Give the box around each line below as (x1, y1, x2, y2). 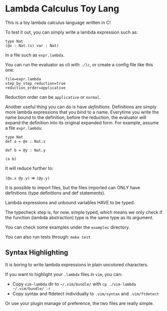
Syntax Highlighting (5, 248, 68, 257)
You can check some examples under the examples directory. (5, 224, 130, 230)
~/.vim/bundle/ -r (12, 286, 51, 291)
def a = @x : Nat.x (5, 139, 46, 144)
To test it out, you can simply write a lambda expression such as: (5, 29, 138, 35)
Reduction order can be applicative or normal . (5, 94, 101, 100)
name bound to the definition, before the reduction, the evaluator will (5, 114, 147, 120)
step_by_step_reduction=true (5, 81, 66, 86)
